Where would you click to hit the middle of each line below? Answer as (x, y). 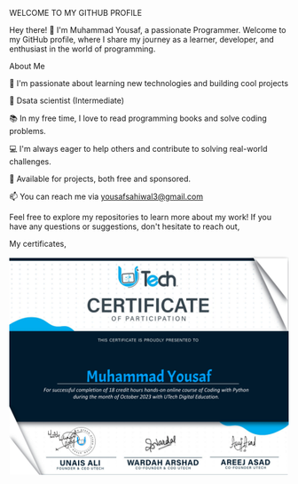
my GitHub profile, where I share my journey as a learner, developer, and (141, 40)
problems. (27, 131)
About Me (27, 66)
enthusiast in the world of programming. (82, 49)
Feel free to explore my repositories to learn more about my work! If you (141, 217)
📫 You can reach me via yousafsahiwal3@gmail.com (106, 196)
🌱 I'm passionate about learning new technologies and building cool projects (149, 83)
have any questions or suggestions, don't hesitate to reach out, (125, 226)
